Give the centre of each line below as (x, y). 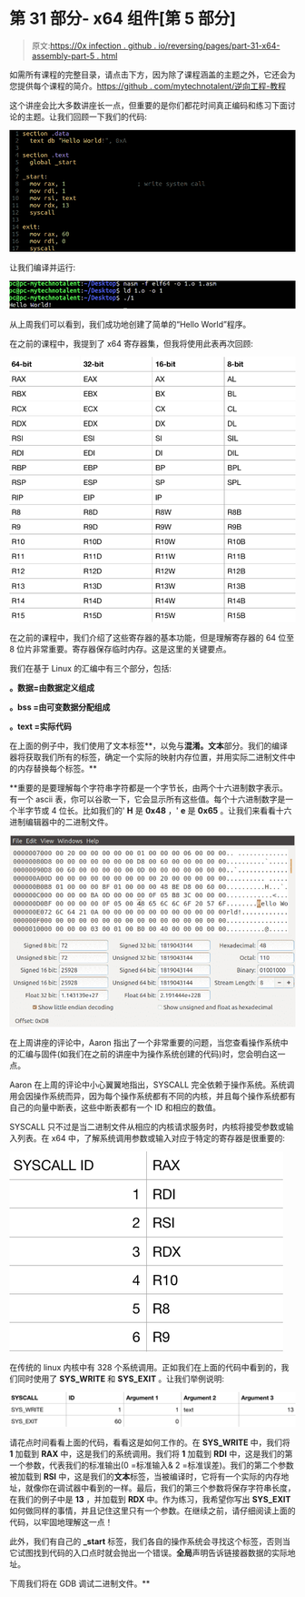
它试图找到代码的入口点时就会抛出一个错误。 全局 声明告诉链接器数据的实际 (148, 1552)
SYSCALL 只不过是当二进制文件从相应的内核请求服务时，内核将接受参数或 (148, 1127)
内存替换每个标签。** (57, 769)
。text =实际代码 (41, 727)
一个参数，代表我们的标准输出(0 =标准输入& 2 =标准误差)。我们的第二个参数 (152, 1465)
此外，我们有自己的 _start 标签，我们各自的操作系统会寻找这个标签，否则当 (150, 1541)
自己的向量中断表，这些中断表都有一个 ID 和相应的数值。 (115, 1107)
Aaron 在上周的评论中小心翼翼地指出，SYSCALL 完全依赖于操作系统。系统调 (152, 1085)
